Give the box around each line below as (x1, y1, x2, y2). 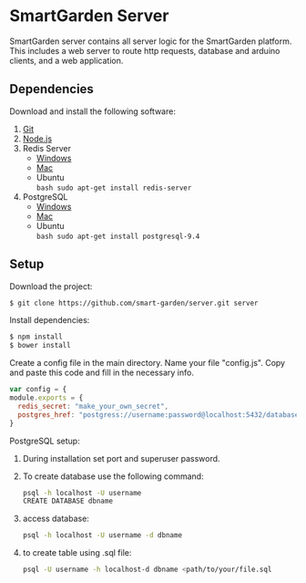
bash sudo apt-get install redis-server (36, 183, 192, 193)
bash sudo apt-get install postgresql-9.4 (36, 232, 200, 241)
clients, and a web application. (9, 55, 124, 66)
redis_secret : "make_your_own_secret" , (17, 401, 169, 411)
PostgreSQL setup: (9, 435, 80, 446)
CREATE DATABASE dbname (22, 496, 114, 506)
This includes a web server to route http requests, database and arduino (9, 45, 280, 56)
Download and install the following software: (9, 106, 176, 117)
